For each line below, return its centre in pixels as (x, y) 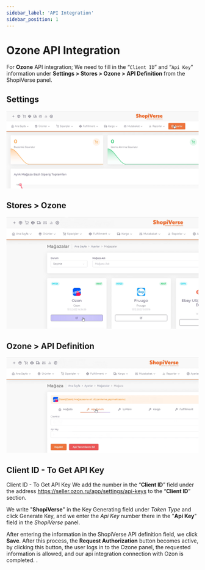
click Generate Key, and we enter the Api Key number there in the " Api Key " (102, 516)
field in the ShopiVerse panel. (43, 522)
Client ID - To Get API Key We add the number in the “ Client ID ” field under (100, 485)
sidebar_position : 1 (33, 19)
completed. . (22, 560)
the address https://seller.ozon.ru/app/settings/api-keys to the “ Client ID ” (99, 491)
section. (16, 498)
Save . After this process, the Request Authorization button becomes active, (103, 541)
